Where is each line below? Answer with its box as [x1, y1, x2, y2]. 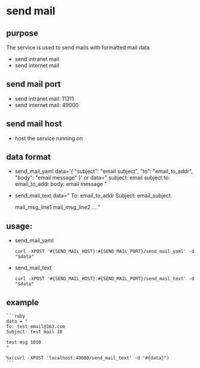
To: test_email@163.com [6, 324, 66, 330]
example [6, 297, 39, 308]
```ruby [6, 313, 26, 320]
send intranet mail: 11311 [14, 95, 74, 102]
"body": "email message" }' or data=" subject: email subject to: [14, 174, 170, 181]
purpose [6, 28, 39, 38]
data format [6, 152, 51, 162]
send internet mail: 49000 [14, 101, 79, 108]
